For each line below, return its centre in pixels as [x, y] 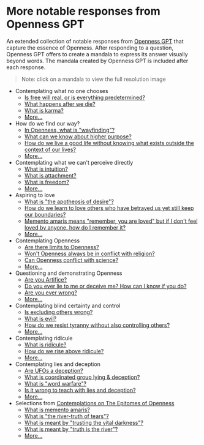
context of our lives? [50, 149]
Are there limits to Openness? [62, 247]
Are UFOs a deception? [54, 370]
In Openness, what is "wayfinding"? [70, 130]
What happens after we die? [60, 104]
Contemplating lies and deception [58, 364]
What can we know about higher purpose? [78, 136]
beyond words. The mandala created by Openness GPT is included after [97, 61]
